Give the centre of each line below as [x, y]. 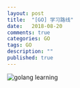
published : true [30, 58]
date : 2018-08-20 [35, 26]
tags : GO [19, 45]
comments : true [29, 32]
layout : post [26, 13]
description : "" [30, 52]
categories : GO [29, 39]
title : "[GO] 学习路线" [40, 20]
